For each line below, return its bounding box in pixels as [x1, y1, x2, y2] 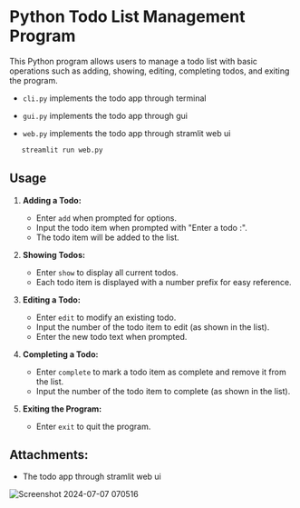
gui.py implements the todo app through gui [22, 110, 189, 121]
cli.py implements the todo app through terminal [22, 93, 207, 104]
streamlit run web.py [21, 145, 103, 154]
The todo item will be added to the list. [35, 232, 179, 243]
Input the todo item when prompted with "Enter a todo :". [35, 222, 247, 233]
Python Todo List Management [9, 6, 246, 27]
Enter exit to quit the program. [35, 421, 151, 432]
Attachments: [9, 447, 89, 463]
